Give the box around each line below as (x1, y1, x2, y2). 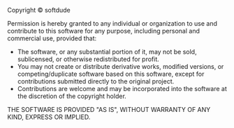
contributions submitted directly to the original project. (17, 77, 175, 86)
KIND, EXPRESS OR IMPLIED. (7, 113, 91, 121)
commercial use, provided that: (7, 34, 97, 42)
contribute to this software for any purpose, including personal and (7, 27, 200, 35)
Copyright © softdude (7, 6, 71, 14)
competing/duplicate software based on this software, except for (17, 70, 205, 78)
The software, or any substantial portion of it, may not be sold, (17, 48, 197, 56)
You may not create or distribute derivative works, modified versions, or (17, 63, 224, 70)
